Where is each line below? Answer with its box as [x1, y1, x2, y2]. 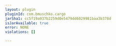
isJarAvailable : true [5, 20, 49, 26]
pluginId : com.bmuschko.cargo [5, 12, 66, 16]
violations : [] [5, 30, 36, 34]
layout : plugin [5, 7, 36, 12]
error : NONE [5, 25, 29, 30]
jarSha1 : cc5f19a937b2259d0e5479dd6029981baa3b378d [5, 16, 111, 21]
